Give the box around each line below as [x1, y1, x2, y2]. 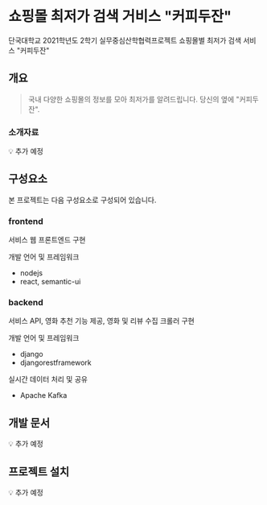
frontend [8, 215, 44, 226]
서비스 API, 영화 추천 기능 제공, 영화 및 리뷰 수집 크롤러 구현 [8, 316, 195, 326]
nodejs [19, 268, 43, 278]
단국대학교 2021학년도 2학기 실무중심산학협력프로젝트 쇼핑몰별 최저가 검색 [8, 35, 242, 45]
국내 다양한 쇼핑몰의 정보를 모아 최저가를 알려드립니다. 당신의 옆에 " [27, 94, 240, 104]
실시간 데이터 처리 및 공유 [8, 375, 88, 384]
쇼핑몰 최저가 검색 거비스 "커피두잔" [8, 7, 232, 26]
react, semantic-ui [19, 277, 81, 287]
